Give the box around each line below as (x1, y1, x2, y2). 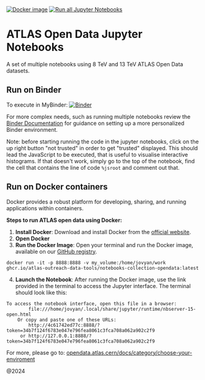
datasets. (6, 67, 30, 74)
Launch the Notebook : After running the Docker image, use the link (15, 276, 187, 283)
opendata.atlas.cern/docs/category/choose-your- (66, 349, 193, 356)
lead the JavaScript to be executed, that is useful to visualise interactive (6, 151, 188, 158)
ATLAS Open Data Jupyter (6, 28, 143, 41)
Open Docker (15, 235, 50, 242)
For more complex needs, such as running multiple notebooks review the (6, 113, 191, 120)
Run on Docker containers (6, 181, 108, 192)
